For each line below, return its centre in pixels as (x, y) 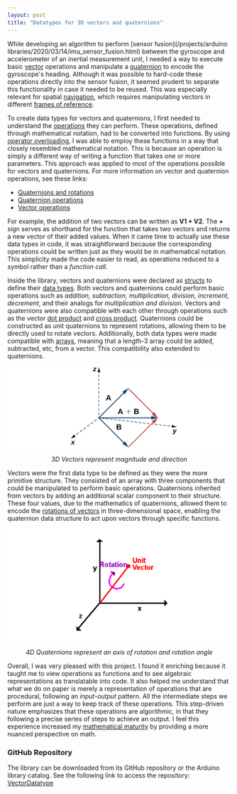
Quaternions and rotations (56, 192)
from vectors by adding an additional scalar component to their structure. (115, 495)
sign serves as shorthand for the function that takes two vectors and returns (119, 228)
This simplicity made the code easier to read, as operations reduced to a (113, 259)
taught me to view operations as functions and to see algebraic (100, 674)
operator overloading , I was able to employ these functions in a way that (113, 141)
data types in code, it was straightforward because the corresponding (109, 244)
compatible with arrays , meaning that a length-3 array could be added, (111, 341)
